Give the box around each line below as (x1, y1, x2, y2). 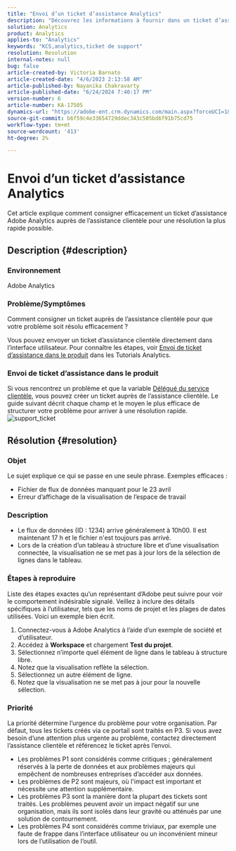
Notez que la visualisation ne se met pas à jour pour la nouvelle (17, 677, 201, 686)
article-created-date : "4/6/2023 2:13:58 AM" (7, 75, 143, 83)
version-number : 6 (7, 96, 61, 103)
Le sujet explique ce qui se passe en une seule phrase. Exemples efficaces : (7, 472, 228, 480)
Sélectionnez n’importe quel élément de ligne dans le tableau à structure (17, 648, 228, 656)
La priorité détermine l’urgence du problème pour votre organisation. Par (7, 719, 218, 727)
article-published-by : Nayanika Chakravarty (7, 82, 140, 89)
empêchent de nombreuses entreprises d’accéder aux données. (17, 770, 204, 779)
